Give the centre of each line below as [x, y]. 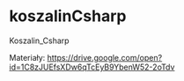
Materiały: [27, 57]
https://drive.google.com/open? [105, 57]
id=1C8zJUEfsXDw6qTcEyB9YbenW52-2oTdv [92, 67]
